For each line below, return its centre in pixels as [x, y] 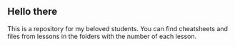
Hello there [32, 12]
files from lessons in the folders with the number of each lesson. [102, 36]
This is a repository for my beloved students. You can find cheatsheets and [118, 28]
